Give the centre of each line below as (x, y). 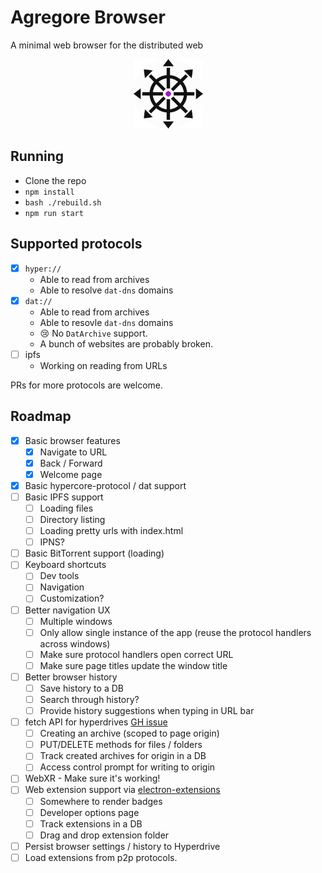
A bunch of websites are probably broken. (126, 343)
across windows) (75, 643)
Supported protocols (76, 244)
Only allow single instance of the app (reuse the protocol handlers (175, 632)
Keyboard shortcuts (65, 565)
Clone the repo (55, 180)
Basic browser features (72, 440)
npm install (49, 192)
